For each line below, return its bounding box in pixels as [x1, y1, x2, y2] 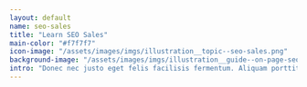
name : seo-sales [9, 22, 71, 31]
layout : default [9, 13, 71, 23]
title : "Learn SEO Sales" [9, 30, 108, 39]
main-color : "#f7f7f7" [9, 38, 96, 48]
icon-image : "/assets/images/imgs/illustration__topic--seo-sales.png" [9, 47, 288, 56]
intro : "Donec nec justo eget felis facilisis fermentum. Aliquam [9, 64, 268, 73]
